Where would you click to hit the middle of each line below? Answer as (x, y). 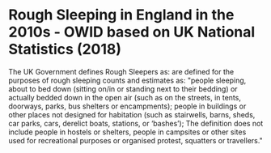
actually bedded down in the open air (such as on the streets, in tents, (125, 97)
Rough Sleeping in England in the (121, 15)
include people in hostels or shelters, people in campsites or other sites (127, 132)
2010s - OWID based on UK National (132, 32)
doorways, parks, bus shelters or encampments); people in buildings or (127, 106)
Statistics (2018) (65, 49)
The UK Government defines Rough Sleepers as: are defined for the (121, 71)
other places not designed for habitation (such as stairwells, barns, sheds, (132, 114)
